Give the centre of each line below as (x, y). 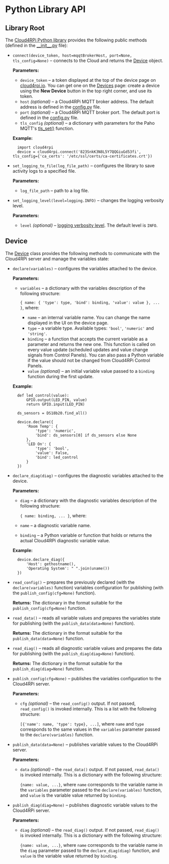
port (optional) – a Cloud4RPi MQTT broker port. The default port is (90, 112)
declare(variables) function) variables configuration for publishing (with (88, 587)
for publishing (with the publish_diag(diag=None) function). (74, 653)
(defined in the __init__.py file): (36, 45)
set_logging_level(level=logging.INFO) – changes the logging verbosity (88, 200)
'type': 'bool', (52, 448)
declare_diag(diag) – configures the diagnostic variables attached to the (88, 475)
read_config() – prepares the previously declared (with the (73, 582)
